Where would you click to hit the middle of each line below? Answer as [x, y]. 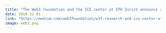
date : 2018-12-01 [23, 14]
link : [11, 18]
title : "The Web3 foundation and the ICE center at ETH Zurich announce [82, 9]
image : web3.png [22, 23]
